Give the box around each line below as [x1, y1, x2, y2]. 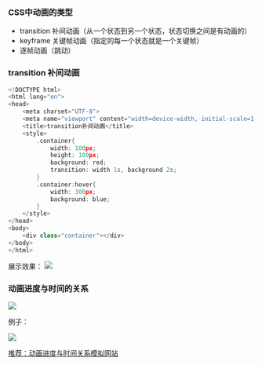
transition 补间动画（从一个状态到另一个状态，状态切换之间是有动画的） [19, 26, 252, 36]
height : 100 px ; [49, 151, 100, 159]
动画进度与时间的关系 [8, 283, 89, 294]
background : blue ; [49, 195, 111, 203]
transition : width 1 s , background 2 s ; [49, 166, 177, 174]
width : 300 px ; [49, 188, 96, 195]
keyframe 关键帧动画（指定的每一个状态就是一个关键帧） [19, 36, 204, 46]
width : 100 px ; [49, 144, 96, 152]
